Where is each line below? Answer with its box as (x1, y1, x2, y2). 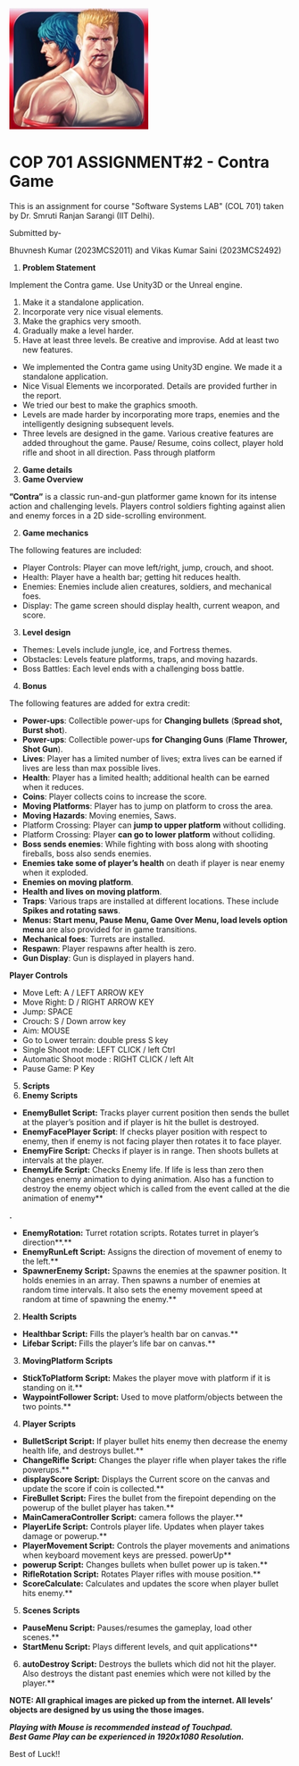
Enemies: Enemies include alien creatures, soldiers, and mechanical (21, 581, 272, 592)
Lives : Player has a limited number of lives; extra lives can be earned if (21, 753, 283, 763)
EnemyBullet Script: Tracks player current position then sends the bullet (21, 1107, 290, 1118)
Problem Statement (21, 262, 96, 273)
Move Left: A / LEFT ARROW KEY (21, 987, 145, 997)
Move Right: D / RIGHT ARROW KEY (21, 997, 154, 1007)
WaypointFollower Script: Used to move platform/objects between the (21, 1392, 283, 1402)
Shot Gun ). (21, 744, 63, 754)
